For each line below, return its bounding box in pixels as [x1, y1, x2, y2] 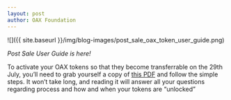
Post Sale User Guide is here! [7, 49, 92, 58]
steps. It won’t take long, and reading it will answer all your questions [7, 77, 205, 85]
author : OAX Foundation [7, 17, 77, 24]
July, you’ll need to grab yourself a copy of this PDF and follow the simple [7, 70, 218, 78]
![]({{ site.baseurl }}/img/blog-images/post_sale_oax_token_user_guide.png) [7, 35, 225, 44]
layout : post [7, 10, 45, 17]
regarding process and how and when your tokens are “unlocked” [7, 85, 196, 93]
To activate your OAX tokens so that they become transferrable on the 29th [7, 62, 223, 71]
